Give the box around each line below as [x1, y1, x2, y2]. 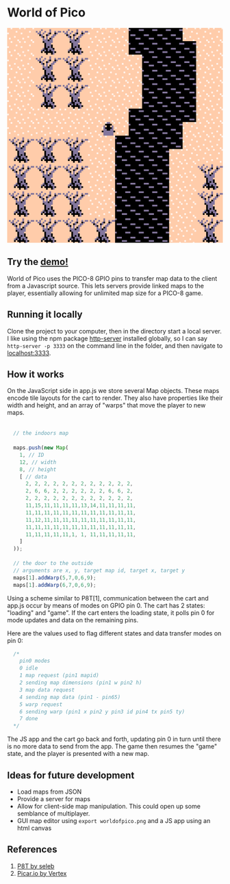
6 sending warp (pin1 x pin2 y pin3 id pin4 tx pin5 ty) [19, 708, 186, 715]
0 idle [19, 665, 38, 672]
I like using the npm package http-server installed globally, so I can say [7, 334, 207, 342]
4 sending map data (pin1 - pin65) [19, 694, 121, 700]
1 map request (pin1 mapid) [19, 672, 99, 679]
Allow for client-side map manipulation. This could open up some [16, 802, 201, 810]
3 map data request [19, 686, 75, 693]
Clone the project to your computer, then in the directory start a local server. [7, 327, 222, 335]
